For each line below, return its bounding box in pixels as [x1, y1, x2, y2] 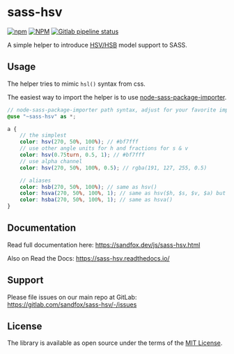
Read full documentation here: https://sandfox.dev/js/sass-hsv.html [7, 240, 201, 249]
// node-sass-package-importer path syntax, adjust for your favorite [7, 106, 217, 114]
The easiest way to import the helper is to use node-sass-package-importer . [7, 93, 227, 101]
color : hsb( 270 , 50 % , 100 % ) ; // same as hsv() [19, 183, 157, 190]
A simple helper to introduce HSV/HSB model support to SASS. [7, 40, 188, 49]
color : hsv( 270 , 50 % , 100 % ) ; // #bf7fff [19, 139, 139, 146]
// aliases [19, 177, 52, 184]
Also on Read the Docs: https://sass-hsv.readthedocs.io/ [7, 254, 170, 262]
